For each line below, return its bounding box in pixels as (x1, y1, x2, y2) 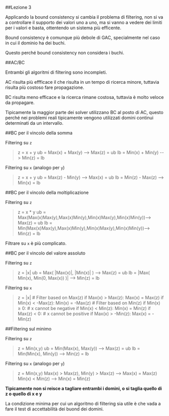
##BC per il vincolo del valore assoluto (5, 250, 86, 256)
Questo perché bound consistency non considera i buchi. (5, 50, 125, 56)
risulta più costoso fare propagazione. (5, 84, 84, 90)
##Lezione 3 (5, 5, 32, 10)
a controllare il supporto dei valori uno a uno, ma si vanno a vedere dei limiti (5, 20, 162, 25)
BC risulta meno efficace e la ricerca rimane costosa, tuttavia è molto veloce (5, 94, 164, 100)
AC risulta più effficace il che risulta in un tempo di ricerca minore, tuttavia (5, 79, 159, 85)
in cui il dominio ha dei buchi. (5, 40, 66, 46)
